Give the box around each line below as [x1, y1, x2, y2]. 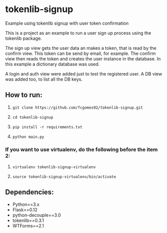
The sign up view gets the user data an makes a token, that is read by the [5, 45, 156, 51]
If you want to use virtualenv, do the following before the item [5, 146, 158, 153]
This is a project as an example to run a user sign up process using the [5, 30, 151, 36]
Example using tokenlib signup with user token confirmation [5, 20, 129, 26]
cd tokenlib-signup [12, 115, 54, 120]
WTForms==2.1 [12, 222, 44, 228]
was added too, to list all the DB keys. [5, 76, 83, 82]
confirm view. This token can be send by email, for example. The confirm [5, 50, 156, 56]
